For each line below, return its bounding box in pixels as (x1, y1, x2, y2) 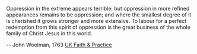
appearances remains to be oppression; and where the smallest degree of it (6, 11, 192, 18)
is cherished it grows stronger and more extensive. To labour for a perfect (6, 18, 187, 24)
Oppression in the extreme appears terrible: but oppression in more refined (6, 5, 190, 12)
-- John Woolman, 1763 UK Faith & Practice (6, 41, 112, 48)
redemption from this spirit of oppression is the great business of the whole (6, 23, 191, 31)
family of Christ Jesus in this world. (6, 30, 93, 37)
